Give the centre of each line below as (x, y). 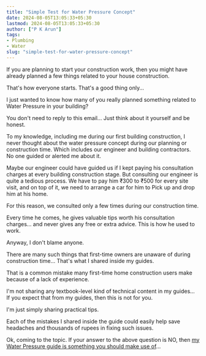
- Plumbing (20, 40)
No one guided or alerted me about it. (54, 156)
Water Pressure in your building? (48, 106)
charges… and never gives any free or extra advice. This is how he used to (101, 224)
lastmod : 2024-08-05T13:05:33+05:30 (53, 23)
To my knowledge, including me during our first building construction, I (96, 136)
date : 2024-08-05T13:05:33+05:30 (49, 18)
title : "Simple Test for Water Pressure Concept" (71, 12)
